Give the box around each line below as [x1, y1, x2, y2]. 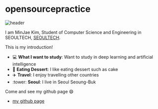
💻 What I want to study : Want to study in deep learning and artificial [12, 54, 154, 60]
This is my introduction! [5, 44, 53, 50]
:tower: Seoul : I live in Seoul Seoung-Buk [12, 79, 96, 85]
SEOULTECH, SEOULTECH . [5, 35, 61, 40]
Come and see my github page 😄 [5, 88, 74, 94]
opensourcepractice [5, 3, 91, 15]
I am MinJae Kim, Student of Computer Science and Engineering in [5, 29, 142, 35]
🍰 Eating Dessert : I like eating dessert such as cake [12, 66, 118, 72]
